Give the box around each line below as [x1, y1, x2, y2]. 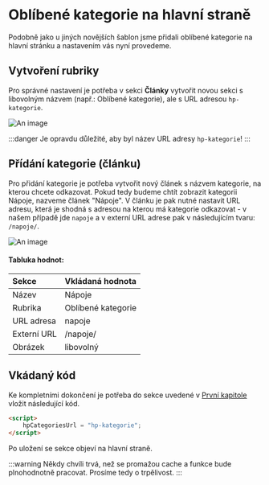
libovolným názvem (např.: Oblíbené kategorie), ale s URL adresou [8, 94, 227, 104]
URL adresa [12, 315, 56, 327]
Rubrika [12, 302, 42, 313]
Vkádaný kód [8, 368, 76, 383]
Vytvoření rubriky [8, 64, 100, 78]
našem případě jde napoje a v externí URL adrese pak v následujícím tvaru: [8, 212, 255, 222]
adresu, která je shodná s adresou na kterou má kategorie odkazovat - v [8, 203, 247, 214]
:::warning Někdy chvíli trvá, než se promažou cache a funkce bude [8, 459, 232, 469]
